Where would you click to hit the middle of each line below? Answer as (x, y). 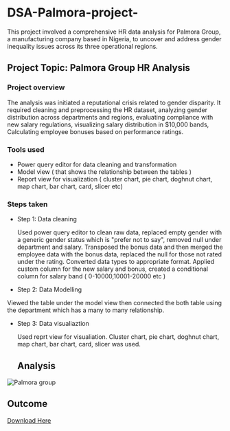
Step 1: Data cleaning (47, 219)
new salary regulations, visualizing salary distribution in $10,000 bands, (108, 124)
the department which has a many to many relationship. (86, 310)
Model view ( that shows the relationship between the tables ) (104, 172)
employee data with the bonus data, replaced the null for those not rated (119, 254)
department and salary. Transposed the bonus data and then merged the (120, 247)
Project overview (36, 87)
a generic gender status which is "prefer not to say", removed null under (119, 240)
